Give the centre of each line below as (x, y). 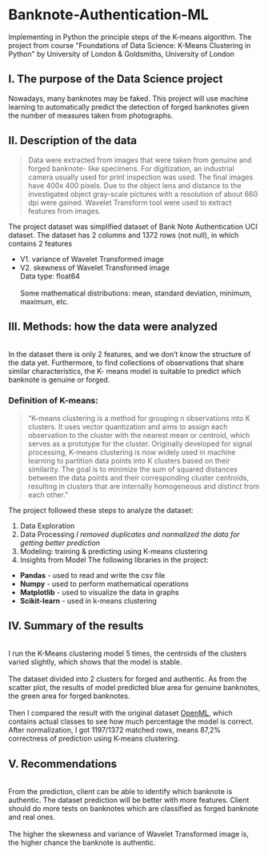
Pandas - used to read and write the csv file (92, 575)
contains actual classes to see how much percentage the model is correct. (131, 721)
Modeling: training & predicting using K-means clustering (114, 551)
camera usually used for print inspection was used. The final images (140, 177)
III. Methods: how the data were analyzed (113, 326)
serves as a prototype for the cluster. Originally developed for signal (140, 444)
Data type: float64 (50, 276)
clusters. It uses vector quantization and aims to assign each (128, 427)
